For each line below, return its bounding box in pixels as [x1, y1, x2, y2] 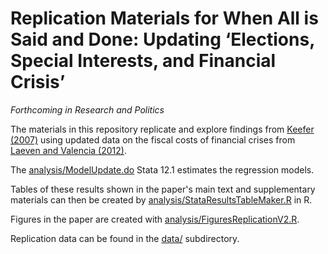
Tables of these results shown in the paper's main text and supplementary [10, 183, 316, 195]
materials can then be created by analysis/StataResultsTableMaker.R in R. [10, 193, 313, 206]
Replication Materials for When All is [10, 7, 319, 30]
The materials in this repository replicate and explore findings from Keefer [10, 123, 315, 135]
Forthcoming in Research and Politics [10, 103, 165, 116]
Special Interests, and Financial [10, 50, 277, 72]
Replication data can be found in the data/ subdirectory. [10, 232, 240, 244]
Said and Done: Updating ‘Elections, [10, 28, 315, 51]
